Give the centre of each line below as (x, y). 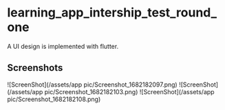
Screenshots (35, 68)
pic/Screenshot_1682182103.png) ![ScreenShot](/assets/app (129, 91)
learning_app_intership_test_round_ (112, 13)
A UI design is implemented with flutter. (63, 46)
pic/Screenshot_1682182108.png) (54, 99)
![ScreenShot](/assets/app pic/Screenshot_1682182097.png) (92, 85)
